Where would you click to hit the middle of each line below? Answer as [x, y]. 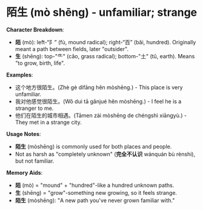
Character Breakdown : [35, 29]
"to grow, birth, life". [40, 63]
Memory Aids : [25, 172]
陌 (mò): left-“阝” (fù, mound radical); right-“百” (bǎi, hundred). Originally [105, 42]
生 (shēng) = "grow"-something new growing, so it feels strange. [96, 192]
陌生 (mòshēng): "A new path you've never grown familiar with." [95, 200]
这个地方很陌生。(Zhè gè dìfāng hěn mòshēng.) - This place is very [99, 87]
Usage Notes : [24, 134]
